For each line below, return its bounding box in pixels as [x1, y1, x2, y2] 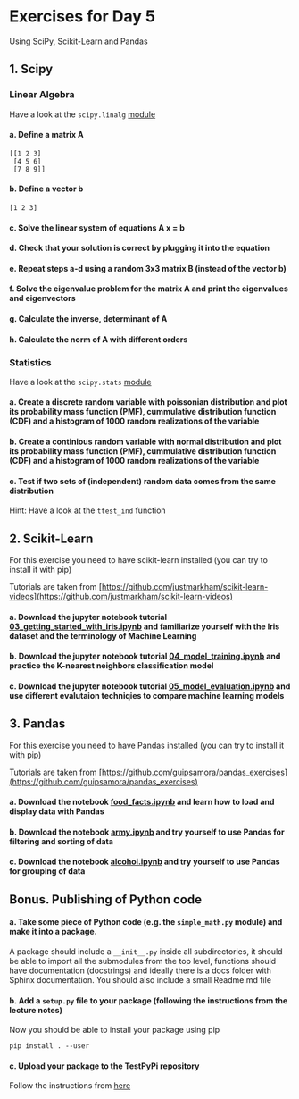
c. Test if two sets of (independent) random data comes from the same [9, 475, 277, 486]
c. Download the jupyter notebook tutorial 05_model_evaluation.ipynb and [9, 681, 291, 692]
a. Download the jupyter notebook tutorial [9, 611, 168, 622]
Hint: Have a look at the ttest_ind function [9, 505, 167, 516]
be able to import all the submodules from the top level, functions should [9, 956, 277, 967]
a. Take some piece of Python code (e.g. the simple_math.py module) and [9, 917, 283, 927]
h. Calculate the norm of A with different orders [9, 333, 188, 345]
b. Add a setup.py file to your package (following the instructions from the [9, 994, 288, 1006]
